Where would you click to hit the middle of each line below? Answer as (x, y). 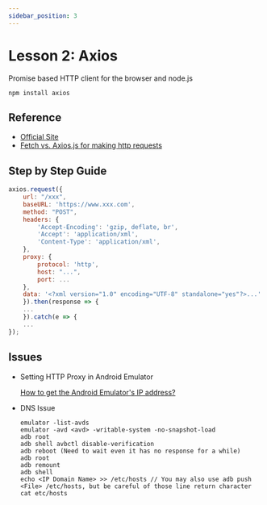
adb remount (40, 465)
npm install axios (39, 93)
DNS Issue (38, 407)
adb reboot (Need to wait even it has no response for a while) (130, 451)
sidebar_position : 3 (43, 16)
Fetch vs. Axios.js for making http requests (91, 145)
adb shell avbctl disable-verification (87, 444)
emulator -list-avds (54, 423)
